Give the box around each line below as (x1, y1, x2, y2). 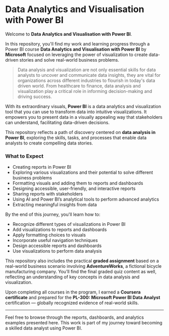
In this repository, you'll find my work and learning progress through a (5, 40, 150, 46)
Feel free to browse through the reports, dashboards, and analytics (5, 314, 144, 320)
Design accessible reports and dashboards (12, 243, 102, 249)
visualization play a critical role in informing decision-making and (17, 88, 152, 94)
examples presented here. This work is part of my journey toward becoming (5, 320, 162, 326)
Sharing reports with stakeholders (12, 191, 83, 197)
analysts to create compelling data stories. (5, 140, 93, 146)
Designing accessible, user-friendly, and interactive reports (12, 185, 136, 191)
